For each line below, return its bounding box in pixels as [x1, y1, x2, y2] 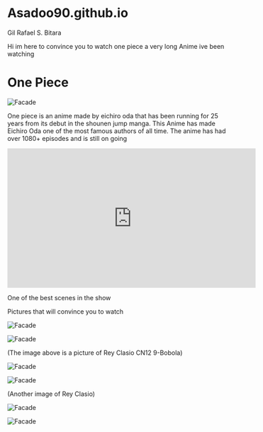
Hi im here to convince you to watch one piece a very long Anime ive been [7, 42, 225, 50]
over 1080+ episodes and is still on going [7, 134, 128, 142]
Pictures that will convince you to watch [7, 307, 124, 316]
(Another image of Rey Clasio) [7, 390, 96, 398]
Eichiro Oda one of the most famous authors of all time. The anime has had [7, 126, 226, 135]
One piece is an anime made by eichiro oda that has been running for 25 [7, 111, 218, 120]
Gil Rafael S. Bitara [7, 28, 62, 37]
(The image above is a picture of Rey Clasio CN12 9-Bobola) [7, 348, 183, 357]
